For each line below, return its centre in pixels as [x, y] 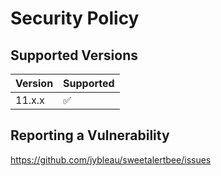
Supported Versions [74, 55]
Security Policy [75, 18]
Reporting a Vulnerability [90, 135]
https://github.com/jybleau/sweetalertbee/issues [111, 159]
